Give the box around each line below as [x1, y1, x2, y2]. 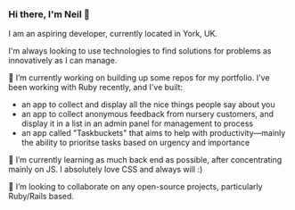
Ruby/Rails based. [8, 191, 75, 202]
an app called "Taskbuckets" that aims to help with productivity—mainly [20, 128, 286, 139]
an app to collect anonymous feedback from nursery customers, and [20, 109, 274, 120]
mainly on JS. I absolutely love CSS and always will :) [8, 164, 203, 175]
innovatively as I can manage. [8, 55, 118, 66]
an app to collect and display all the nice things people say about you [20, 99, 275, 110]
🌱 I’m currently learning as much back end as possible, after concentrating [8, 155, 283, 165]
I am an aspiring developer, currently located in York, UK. [8, 29, 218, 39]
